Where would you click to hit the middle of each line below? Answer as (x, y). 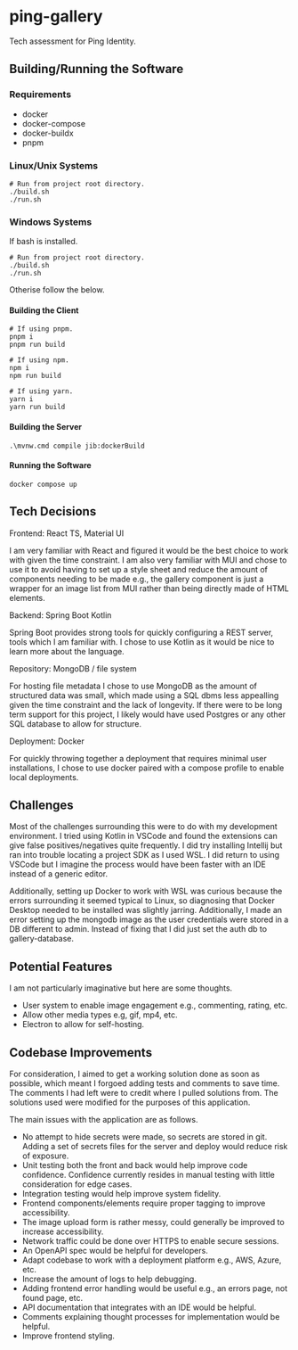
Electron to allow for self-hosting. (83, 1025)
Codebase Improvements (81, 1053)
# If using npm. (39, 360)
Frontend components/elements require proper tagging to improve (144, 1203)
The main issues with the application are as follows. (104, 1120)
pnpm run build (37, 345)
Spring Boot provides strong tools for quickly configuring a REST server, (141, 632)
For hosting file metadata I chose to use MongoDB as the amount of (133, 686)
